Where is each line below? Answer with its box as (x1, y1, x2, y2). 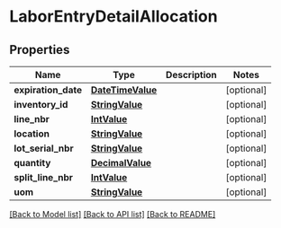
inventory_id (14, 99, 68, 110)
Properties (9, 42, 70, 57)
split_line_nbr (14, 171, 74, 183)
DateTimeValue (90, 83, 158, 96)
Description (165, 69, 218, 81)
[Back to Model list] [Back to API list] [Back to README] (9, 209, 216, 219)
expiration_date (14, 83, 83, 96)
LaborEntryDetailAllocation (9, 6, 218, 27)
